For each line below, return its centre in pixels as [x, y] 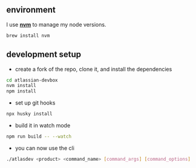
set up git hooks [35, 103]
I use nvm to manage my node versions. [56, 24]
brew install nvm [28, 36]
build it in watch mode [43, 125]
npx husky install [29, 114]
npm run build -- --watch [39, 137]
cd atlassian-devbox [32, 80]
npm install [21, 91]
